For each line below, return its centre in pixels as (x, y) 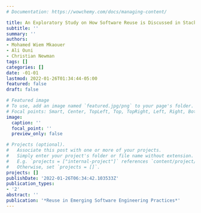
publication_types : (31, 184)
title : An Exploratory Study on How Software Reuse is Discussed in (93, 22)
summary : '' (21, 34)
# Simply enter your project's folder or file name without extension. (100, 156)
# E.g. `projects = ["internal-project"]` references (77, 161)
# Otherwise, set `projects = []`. (53, 167)
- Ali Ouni (20, 51)
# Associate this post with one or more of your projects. (84, 151)
